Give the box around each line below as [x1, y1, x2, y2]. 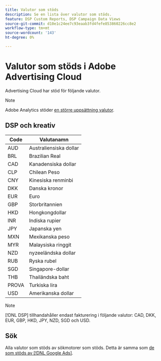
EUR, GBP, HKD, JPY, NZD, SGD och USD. [5, 317, 91, 323]
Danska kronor [29, 185, 63, 192]
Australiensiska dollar [29, 144, 79, 151]
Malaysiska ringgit [29, 241, 72, 248]
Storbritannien [29, 201, 63, 208]
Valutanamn [39, 136, 69, 143]
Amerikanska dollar [29, 289, 74, 296]
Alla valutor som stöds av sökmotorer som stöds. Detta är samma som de [5, 345, 155, 351]
